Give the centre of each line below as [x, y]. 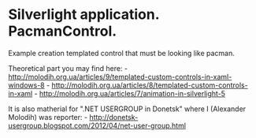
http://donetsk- [114, 117]
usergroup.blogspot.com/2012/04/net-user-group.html [97, 125]
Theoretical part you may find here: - [68, 68]
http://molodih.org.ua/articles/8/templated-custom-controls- [150, 85]
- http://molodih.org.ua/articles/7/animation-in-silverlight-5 [130, 93]
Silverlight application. [84, 15]
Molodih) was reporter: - [48, 117]
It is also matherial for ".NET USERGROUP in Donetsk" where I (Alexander [127, 109]
